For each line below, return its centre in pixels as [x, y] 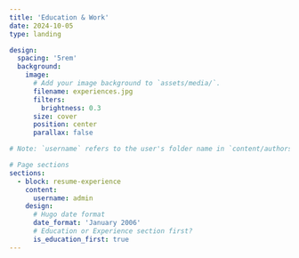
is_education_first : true [81, 239]
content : [41, 189]
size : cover [55, 117]
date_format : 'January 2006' [87, 223]
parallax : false [63, 133]
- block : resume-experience [69, 181]
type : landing [36, 34]
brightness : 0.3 [71, 108]
